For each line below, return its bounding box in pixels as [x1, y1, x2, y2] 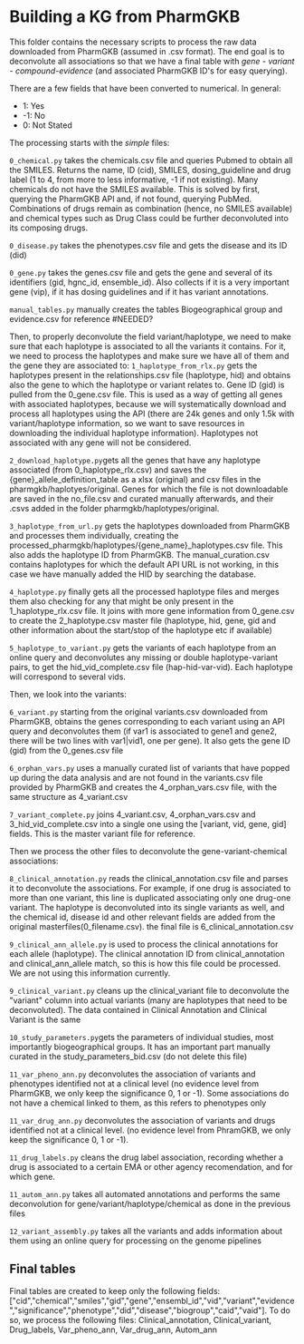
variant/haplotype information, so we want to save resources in [9, 417, 245, 428]
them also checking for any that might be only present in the [9, 596, 234, 607]
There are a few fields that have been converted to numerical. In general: [9, 83, 281, 93]
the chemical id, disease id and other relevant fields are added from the [9, 911, 276, 922]
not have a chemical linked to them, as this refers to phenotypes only [9, 1097, 267, 1108]
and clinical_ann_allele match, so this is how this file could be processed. [9, 958, 281, 969]
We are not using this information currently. [9, 968, 171, 979]
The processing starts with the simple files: [9, 137, 170, 148]
